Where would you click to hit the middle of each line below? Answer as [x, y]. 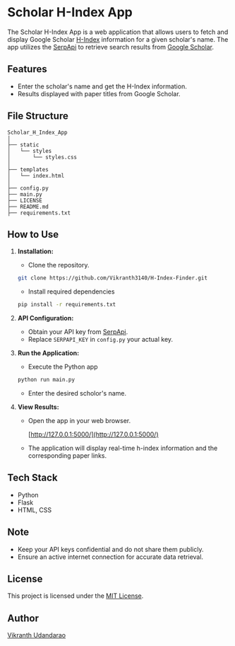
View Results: [38, 407]
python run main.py [46, 380]
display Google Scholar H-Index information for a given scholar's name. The [118, 39]
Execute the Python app [63, 367]
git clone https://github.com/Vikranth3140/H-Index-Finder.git [113, 278]
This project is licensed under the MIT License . [76, 596]
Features [27, 69]
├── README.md [28, 207]
